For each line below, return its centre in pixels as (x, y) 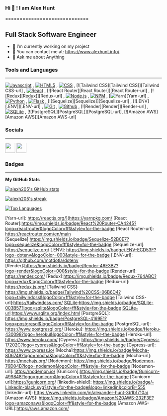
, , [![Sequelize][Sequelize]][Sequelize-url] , (79, 101)
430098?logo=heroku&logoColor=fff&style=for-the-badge (65, 334)
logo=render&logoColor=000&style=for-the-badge (57, 271)
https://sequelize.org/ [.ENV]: (35, 250)
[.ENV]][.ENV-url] (23, 106)
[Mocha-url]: (138, 356)
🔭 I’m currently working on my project (51, 46)
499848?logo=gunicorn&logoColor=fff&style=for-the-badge (67, 377)
